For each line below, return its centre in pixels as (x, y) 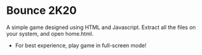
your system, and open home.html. (50, 33)
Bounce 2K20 (42, 11)
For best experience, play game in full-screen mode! (81, 45)
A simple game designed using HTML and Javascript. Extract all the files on (101, 27)
